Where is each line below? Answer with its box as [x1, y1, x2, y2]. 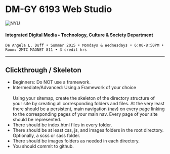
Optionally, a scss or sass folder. [12, 132, 80, 138]
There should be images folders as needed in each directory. [12, 137, 140, 144]
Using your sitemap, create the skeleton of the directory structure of [12, 95, 155, 101]
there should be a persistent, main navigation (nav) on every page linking [12, 106, 165, 112]
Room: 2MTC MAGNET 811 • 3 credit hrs [5, 47, 87, 52]
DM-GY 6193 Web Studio [5, 4, 112, 15]
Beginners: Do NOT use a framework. [12, 79, 91, 85]
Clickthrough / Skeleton [5, 65, 82, 74]
